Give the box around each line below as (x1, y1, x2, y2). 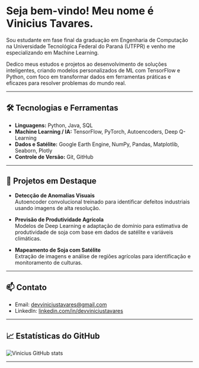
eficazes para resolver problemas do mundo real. (6, 79, 126, 87)
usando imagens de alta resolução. (14, 204, 101, 211)
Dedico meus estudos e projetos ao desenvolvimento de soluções (6, 61, 167, 68)
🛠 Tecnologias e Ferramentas (6, 103, 118, 113)
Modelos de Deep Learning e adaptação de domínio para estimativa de (14, 222, 188, 229)
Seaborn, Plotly (14, 147, 53, 154)
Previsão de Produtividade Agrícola (14, 215, 104, 223)
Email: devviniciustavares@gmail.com (14, 301, 107, 308)
